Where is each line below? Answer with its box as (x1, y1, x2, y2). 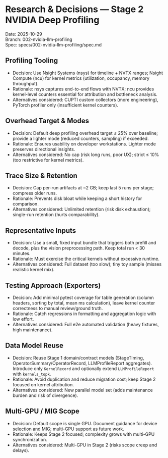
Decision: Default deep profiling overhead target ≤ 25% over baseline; (12, 130, 158, 136)
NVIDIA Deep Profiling (5, 14, 100, 26)
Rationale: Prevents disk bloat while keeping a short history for (12, 195, 142, 201)
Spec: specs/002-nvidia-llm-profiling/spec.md (5, 41, 102, 47)
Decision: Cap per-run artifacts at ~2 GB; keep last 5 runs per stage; (12, 185, 154, 191)
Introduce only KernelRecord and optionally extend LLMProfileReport (12, 365, 154, 372)
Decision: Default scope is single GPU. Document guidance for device (12, 420, 157, 426)
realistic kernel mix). (12, 267, 55, 273)
